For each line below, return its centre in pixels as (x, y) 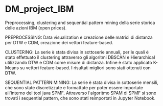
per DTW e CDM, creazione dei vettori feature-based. (59, 42)
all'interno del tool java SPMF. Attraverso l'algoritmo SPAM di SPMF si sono (81, 93)
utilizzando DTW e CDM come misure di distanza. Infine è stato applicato (79, 62)
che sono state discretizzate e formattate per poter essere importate (74, 87)
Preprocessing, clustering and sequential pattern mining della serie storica (80, 23)
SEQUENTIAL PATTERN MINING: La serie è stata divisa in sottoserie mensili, (82, 82)
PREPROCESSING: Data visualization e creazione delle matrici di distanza (79, 37)
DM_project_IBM (40, 9)
